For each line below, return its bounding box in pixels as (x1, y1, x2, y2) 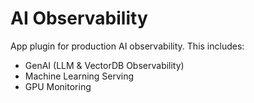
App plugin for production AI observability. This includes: (10, 40, 245, 52)
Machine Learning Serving (24, 70, 135, 82)
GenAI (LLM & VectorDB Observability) (24, 59, 185, 71)
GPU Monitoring (24, 80, 92, 92)
